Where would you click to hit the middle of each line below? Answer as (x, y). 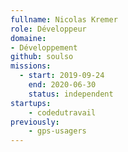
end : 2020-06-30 (62, 85)
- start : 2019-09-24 (62, 76)
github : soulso (42, 57)
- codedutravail (62, 112)
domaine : (28, 38)
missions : (31, 66)
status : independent (71, 94)
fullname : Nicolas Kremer (64, 19)
